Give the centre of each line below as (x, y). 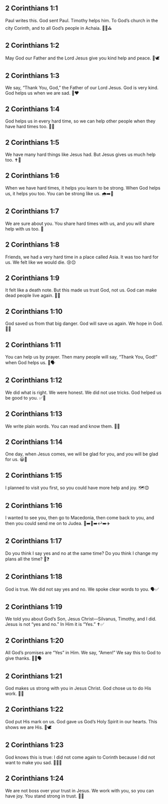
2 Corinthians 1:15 (34, 475)
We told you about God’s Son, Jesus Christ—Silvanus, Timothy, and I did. (81, 619)
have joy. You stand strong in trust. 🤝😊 (45, 796)
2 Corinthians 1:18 (34, 577)
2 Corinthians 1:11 (33, 345)
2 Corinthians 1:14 (34, 442)
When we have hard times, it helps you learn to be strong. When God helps (83, 188)
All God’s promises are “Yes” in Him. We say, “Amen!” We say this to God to (83, 653)
